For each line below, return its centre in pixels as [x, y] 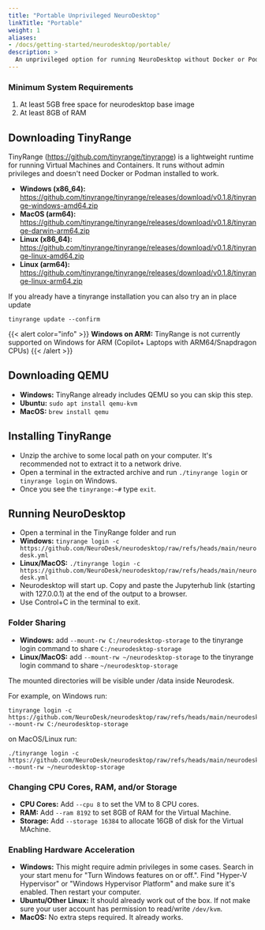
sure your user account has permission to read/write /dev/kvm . [121, 909]
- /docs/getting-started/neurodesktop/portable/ [90, 45]
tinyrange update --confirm [54, 319]
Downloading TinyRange [70, 138]
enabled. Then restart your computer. [80, 892]
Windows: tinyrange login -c [69, 541]
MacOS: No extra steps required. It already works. [101, 917]
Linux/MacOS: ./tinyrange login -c [80, 563]
